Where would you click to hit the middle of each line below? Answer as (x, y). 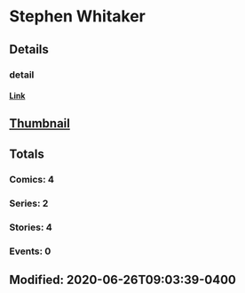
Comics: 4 (32, 179)
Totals (27, 154)
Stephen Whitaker (78, 16)
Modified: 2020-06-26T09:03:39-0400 (123, 279)
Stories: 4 (31, 227)
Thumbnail (40, 123)
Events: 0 (30, 251)
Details (29, 49)
